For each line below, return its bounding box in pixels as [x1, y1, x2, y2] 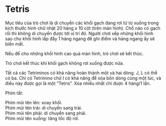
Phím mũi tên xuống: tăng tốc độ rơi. [5, 115, 79, 121]
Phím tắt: [5, 90, 23, 96]
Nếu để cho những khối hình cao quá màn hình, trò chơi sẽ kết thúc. [5, 51, 144, 57]
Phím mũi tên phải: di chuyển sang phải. [5, 110, 87, 116]
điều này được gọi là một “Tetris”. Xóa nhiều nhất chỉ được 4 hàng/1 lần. [5, 80, 151, 86]
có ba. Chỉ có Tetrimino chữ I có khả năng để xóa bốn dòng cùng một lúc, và [5, 75, 162, 81]
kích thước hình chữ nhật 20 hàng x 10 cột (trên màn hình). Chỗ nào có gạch [5, 25, 161, 31]
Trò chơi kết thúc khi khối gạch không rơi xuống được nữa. [5, 60, 124, 66]
